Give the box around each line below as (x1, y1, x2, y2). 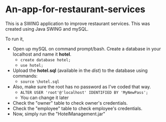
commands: (12, 72, 38, 79)
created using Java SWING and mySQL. (5, 26, 89, 32)
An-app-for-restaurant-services (5, 4, 146, 15)
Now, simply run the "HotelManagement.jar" (12, 111, 105, 117)
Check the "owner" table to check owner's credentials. (12, 100, 128, 106)
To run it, (5, 36, 24, 42)
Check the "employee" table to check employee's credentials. (12, 105, 143, 111)
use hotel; (20, 63, 44, 68)
